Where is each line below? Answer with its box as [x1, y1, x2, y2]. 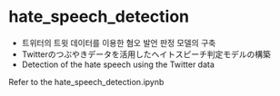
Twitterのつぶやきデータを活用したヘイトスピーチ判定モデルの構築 [21, 48, 272, 60]
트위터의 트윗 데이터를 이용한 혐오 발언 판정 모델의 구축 [21, 37, 216, 48]
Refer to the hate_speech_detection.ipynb [8, 76, 165, 87]
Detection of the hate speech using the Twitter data [21, 59, 215, 70]
